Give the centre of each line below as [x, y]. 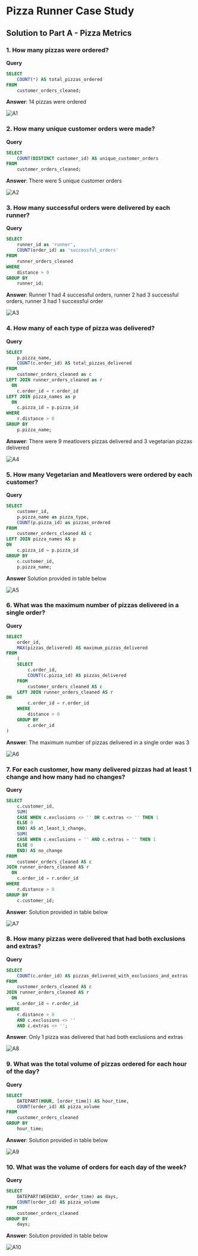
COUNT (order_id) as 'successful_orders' [68, 250]
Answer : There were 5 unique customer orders [64, 181]
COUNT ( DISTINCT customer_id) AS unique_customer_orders [88, 158]
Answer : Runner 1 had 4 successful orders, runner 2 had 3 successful [92, 295]
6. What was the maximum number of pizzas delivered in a [92, 605]
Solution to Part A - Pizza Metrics [69, 33]
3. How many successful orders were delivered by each [88, 208]
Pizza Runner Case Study [70, 11]
